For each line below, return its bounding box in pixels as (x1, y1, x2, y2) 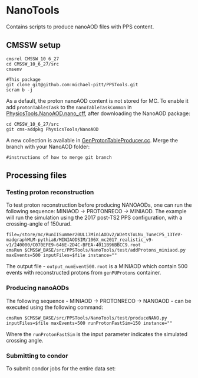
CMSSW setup (6, 40, 61, 50)
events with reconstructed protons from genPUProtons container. (6, 269, 161, 276)
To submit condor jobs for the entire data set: (6, 365, 116, 372)
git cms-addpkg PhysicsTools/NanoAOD (6, 126, 99, 132)
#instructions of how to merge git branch (6, 154, 112, 160)
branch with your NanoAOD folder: (6, 143, 90, 150)
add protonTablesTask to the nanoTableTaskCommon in (6, 103, 132, 110)
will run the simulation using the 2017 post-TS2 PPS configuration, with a (6, 214, 183, 221)
